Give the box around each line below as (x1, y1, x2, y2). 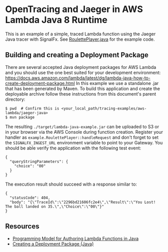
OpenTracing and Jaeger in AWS (5, 4, 143, 15)
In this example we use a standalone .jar (76, 80, 159, 86)
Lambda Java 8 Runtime (5, 14, 108, 26)
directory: (5, 96, 26, 102)
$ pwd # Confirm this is (5, 106, 59, 111)
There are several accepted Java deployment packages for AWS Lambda (5, 64, 156, 70)
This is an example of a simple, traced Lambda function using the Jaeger (5, 31, 156, 37)
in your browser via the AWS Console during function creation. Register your (5, 129, 163, 135)
